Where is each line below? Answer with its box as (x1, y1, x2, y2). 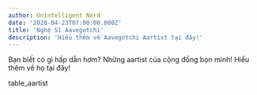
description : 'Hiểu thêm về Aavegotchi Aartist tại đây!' (8, 33, 203, 42)
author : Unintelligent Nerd (8, 11, 101, 20)
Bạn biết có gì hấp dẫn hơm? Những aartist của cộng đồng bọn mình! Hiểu (8, 55, 250, 64)
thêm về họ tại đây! (8, 64, 71, 73)
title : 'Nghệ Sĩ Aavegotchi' (8, 26, 104, 34)
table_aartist (8, 79, 49, 88)
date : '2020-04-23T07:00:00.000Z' (8, 19, 123, 27)
